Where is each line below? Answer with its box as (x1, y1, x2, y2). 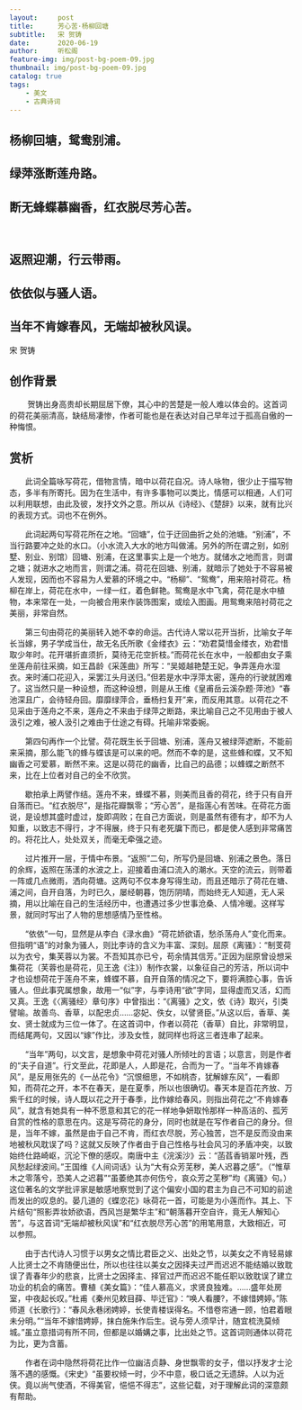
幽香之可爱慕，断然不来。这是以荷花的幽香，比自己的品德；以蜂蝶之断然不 (9, 758, 285, 770)
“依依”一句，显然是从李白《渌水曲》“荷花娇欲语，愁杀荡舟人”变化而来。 (24, 928, 291, 939)
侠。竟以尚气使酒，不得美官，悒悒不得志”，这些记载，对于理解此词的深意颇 (9, 1379, 289, 1391)
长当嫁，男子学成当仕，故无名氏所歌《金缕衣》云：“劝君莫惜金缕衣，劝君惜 (9, 638, 289, 649)
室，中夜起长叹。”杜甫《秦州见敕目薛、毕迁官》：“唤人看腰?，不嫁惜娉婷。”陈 (9, 1293, 288, 1304)
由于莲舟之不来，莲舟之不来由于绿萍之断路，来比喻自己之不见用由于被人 (24, 706, 293, 717)
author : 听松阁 (9, 47, 78, 56)
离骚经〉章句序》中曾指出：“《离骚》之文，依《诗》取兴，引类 (59, 996, 289, 1007)
